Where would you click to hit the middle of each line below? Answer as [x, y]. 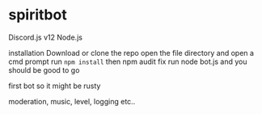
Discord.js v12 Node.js [46, 37]
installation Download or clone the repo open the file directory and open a [131, 53]
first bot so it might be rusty [55, 86]
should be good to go [44, 70]
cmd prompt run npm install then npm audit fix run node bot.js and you [128, 61]
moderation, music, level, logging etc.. [72, 101]
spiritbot [38, 15]
